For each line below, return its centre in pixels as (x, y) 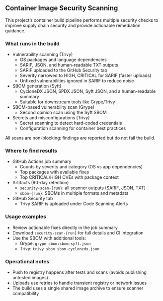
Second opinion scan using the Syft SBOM (63, 113)
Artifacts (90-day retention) (41, 183)
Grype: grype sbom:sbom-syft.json (55, 243)
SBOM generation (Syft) (37, 86)
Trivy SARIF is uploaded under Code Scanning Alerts (74, 204)
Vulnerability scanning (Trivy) (42, 55)
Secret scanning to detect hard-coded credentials (71, 123)
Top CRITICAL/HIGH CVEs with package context (69, 177)
